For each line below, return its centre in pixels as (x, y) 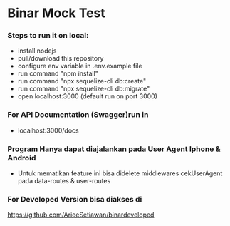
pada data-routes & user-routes (64, 181)
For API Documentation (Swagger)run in (78, 115)
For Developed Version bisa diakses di (75, 199)
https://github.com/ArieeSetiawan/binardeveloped (81, 215)
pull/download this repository (61, 58)
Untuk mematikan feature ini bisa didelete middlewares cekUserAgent (120, 173)
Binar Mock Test (56, 13)
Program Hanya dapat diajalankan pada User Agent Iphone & (114, 149)
